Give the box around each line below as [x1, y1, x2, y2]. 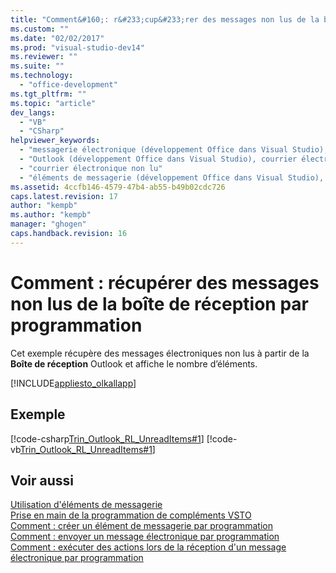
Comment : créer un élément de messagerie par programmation [10, 520, 273, 532]
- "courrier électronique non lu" [19, 163, 163, 173]
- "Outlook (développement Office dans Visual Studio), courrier [19, 154, 298, 164]
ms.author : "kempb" [10, 210, 92, 220]
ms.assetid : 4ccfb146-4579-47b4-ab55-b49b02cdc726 [10, 182, 226, 192]
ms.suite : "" [10, 61, 65, 71]
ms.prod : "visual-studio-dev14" [10, 42, 145, 53]
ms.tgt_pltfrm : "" [10, 89, 87, 99]
